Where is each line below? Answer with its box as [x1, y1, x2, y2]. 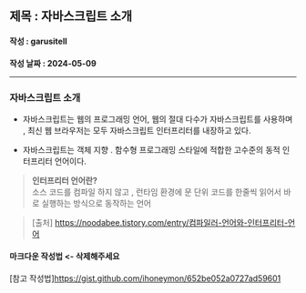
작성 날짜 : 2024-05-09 [9, 57, 97, 68]
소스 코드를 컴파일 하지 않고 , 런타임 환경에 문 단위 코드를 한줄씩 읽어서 [31, 186, 282, 197]
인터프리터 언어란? [31, 175, 97, 186]
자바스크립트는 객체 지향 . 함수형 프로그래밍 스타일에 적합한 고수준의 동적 [22, 144, 280, 155]
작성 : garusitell [9, 35, 68, 46]
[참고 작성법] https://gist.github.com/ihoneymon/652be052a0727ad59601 [9, 273, 281, 284]
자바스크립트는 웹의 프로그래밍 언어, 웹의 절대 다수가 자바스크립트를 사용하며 [22, 113, 293, 125]
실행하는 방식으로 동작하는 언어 [41, 197, 152, 208]
